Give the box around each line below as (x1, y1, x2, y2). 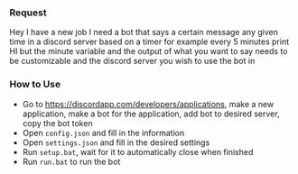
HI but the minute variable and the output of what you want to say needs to (9, 46, 288, 57)
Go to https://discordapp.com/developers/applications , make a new (22, 98, 275, 109)
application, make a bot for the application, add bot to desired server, (22, 108, 280, 119)
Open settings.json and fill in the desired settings (22, 137, 210, 148)
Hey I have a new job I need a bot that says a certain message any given (9, 27, 278, 38)
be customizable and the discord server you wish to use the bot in (9, 56, 256, 67)
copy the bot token (22, 117, 93, 128)
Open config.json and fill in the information (22, 127, 185, 138)
